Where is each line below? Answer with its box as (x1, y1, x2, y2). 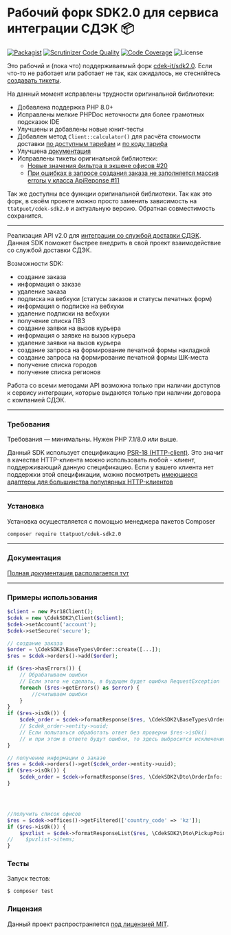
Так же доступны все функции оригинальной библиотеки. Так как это (7, 189, 212, 198)
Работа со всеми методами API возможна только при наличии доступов (7, 381, 221, 389)
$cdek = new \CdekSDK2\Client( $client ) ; (7, 615, 125, 621)
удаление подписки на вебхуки (16, 309, 110, 318)
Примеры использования (7, 593, 98, 602)
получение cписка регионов (16, 367, 101, 376)
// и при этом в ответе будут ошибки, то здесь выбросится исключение (19, 735, 226, 742)
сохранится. (7, 212, 43, 220)
